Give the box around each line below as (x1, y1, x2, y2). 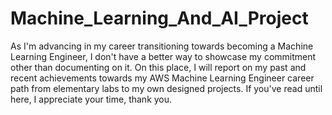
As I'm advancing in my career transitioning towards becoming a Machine (10, 40, 314, 52)
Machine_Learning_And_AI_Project (10, 7, 309, 30)
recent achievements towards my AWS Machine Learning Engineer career (10, 72, 315, 84)
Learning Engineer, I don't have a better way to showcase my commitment (10, 50, 317, 62)
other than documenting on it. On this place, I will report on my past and (10, 61, 307, 73)
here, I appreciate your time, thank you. (10, 93, 173, 105)
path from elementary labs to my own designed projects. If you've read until (10, 82, 323, 94)
